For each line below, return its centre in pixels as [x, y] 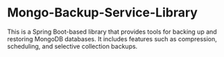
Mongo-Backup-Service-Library [102, 13]
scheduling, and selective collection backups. [72, 46]
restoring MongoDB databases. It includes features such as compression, [112, 38]
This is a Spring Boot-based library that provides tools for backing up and [112, 32]
